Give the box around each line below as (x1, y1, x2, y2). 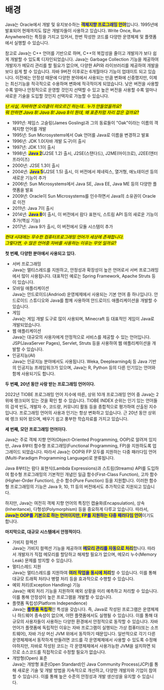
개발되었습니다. (12, 322, 41, 328)
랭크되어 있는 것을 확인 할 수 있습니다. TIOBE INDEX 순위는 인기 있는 (14, 397, 145, 403)
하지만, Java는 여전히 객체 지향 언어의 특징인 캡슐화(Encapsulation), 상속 (5, 500, 145, 506)
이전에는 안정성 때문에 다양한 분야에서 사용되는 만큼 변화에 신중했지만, (15, 74, 148, 81)
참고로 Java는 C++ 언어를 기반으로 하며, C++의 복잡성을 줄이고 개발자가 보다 (5, 50, 152, 56)
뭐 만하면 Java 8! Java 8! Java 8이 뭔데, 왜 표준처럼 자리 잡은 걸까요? (5, 109, 139, 115)
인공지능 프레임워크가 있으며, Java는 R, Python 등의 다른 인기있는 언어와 (17, 364, 156, 370)
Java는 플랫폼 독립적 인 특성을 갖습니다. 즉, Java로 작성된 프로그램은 (12, 606, 142, 612)
